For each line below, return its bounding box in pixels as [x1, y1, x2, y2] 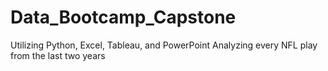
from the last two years [10, 49, 106, 61]
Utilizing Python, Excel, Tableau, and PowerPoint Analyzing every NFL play [10, 39, 318, 51]
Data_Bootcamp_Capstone [10, 6, 237, 29]
